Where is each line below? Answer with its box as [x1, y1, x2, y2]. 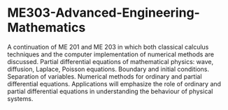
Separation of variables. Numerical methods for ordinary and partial [7, 72, 202, 81]
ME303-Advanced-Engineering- [7, 5, 201, 21]
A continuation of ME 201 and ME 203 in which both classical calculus [7, 42, 209, 51]
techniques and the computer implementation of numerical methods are [7, 50, 215, 58]
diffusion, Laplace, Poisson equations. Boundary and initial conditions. [7, 65, 210, 73]
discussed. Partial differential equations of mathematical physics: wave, [7, 57, 214, 65]
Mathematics [7, 19, 86, 36]
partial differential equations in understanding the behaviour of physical [7, 87, 213, 95]
